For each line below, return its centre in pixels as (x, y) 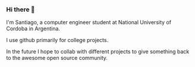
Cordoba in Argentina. (33, 28)
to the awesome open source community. (57, 58)
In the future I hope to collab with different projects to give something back (98, 52)
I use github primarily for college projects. (57, 40)
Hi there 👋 (21, 9)
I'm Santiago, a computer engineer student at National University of (89, 23)
